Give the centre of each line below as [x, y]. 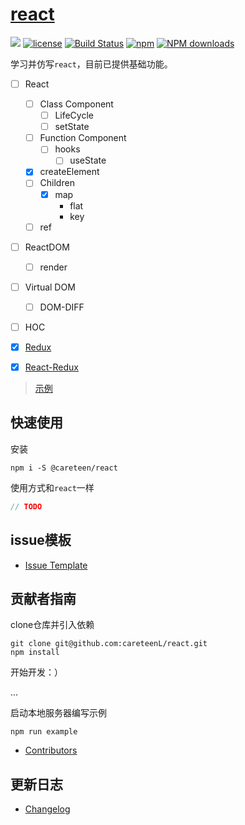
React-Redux [51, 367]
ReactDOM [47, 247]
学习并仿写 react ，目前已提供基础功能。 [91, 64]
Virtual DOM [50, 287]
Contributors [51, 750]
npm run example [44, 732]
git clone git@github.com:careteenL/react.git [109, 644]
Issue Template [56, 565]
